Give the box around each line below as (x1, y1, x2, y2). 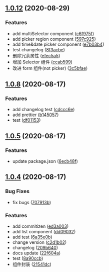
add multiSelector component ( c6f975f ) (12, 30, 94, 37)
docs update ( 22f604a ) (12, 250, 61, 256)
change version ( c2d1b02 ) (12, 239, 67, 245)
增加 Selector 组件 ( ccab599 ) (12, 59, 72, 65)
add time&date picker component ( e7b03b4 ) (12, 41, 104, 47)
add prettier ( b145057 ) (12, 112, 59, 118)
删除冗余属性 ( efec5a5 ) (12, 52, 60, 58)
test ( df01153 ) (12, 117, 41, 123)
